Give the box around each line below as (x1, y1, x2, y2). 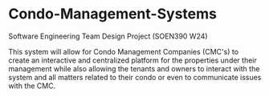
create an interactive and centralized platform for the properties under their (8, 55, 257, 65)
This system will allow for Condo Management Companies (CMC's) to (8, 46, 239, 56)
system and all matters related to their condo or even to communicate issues (8, 72, 262, 82)
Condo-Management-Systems (8, 5, 217, 23)
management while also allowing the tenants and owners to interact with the (8, 63, 260, 73)
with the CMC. (8, 81, 56, 91)
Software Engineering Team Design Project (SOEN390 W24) (8, 31, 208, 41)
